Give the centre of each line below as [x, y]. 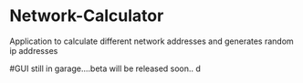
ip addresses [34, 50]
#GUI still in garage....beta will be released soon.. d [105, 68]
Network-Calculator [87, 16]
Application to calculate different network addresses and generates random [151, 41]
